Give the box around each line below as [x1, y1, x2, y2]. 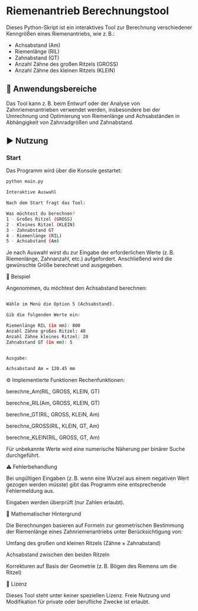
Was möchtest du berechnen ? [6, 211, 76, 217]
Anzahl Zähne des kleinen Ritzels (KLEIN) [14, 66, 116, 74]
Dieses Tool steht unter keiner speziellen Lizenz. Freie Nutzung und [6, 592, 170, 599]
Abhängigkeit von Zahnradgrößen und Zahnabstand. [6, 119, 134, 126]
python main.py [6, 179, 44, 184]
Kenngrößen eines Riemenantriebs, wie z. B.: [6, 30, 115, 37]
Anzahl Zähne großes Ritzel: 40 [6, 328, 86, 334]
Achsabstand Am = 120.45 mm [6, 366, 76, 372]
